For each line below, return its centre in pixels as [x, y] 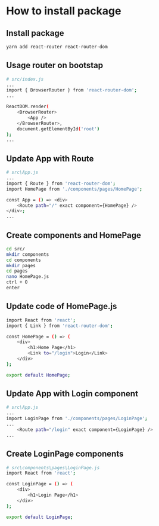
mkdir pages [21, 265]
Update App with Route [50, 159]
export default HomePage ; [38, 375]
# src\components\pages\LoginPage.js [53, 467]
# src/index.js [25, 79]
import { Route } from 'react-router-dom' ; [61, 184]
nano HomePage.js [28, 277]
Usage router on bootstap [55, 65]
